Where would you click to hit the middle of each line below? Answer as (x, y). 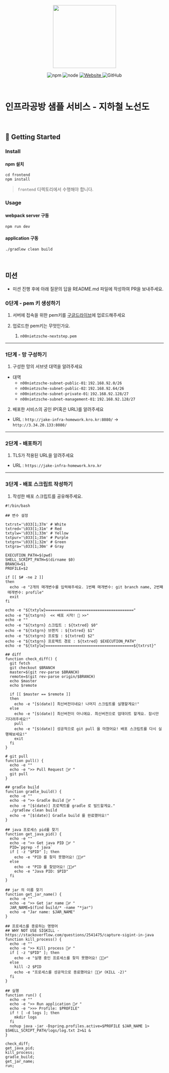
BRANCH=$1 (16, 564)
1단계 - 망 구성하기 (26, 354)
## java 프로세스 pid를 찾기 (32, 829)
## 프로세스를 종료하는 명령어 (32, 926)
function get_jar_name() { (33, 894)
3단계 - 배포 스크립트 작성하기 (39, 484)
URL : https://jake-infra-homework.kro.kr (57, 465)
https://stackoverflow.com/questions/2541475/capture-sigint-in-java (80, 935)
